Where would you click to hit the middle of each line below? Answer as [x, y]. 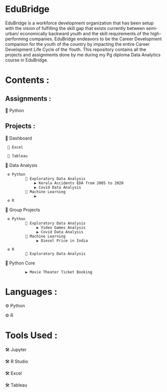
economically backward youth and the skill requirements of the [84, 33]
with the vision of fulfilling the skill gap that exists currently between [75, 28]
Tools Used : [31, 335]
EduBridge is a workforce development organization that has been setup [80, 23]
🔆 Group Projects [23, 210]
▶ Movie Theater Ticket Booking [59, 272]
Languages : [31, 292]
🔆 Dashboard [19, 138]
